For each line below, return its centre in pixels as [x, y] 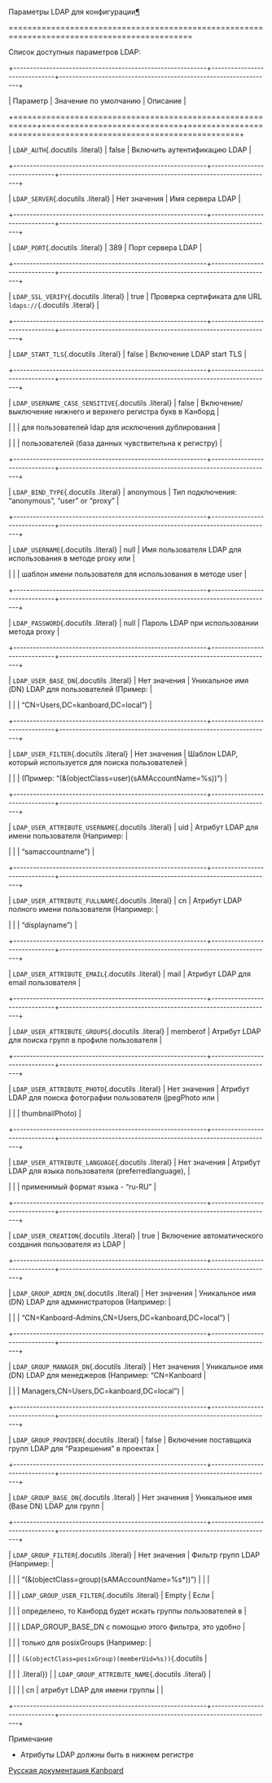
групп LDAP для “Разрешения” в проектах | [84, 1448]
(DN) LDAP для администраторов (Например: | [90, 1302]
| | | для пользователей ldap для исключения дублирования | [114, 427]
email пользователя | [45, 982]
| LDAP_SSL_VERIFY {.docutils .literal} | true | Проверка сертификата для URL [135, 296]
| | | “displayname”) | [43, 925]
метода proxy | [34, 632]
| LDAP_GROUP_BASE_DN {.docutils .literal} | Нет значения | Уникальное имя [130, 1497]
